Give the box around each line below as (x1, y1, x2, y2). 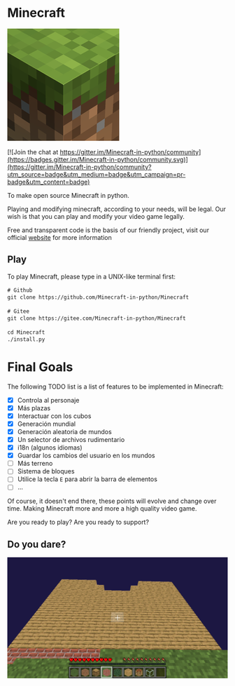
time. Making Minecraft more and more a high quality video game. (7, 504, 197, 513)
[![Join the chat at (7, 147, 59, 156)
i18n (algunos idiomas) (17, 443, 83, 452)
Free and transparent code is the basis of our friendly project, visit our (7, 226, 210, 234)
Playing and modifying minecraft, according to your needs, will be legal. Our (7, 205, 226, 213)
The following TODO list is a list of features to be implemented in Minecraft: (7, 382, 224, 391)
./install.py (7, 335, 45, 343)
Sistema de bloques (17, 467, 75, 476)
